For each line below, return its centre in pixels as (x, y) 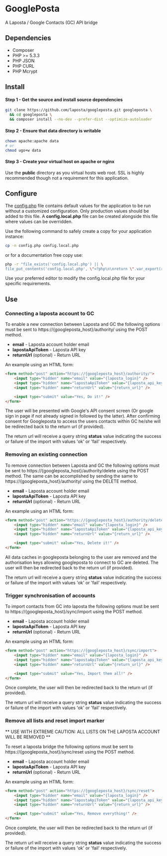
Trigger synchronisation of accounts (50, 595)
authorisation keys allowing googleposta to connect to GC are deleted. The (82, 562)
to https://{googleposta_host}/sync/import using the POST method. (74, 612)
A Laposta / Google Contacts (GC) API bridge (51, 22)
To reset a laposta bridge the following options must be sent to (69, 747)
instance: (15, 236)
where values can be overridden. (39, 221)
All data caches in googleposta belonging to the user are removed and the (81, 557)
